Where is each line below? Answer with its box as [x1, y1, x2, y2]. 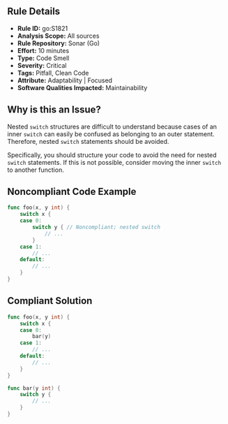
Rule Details [7, 6, 61, 17]
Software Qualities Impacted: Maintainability [17, 83, 148, 92]
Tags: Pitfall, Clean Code [17, 68, 89, 77]
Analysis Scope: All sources [17, 31, 100, 40]
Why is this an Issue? [7, 104, 101, 116]
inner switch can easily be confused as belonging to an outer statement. [7, 129, 215, 138]
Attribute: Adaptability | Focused [17, 76, 113, 85]
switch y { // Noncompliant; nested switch [32, 224, 160, 231]
